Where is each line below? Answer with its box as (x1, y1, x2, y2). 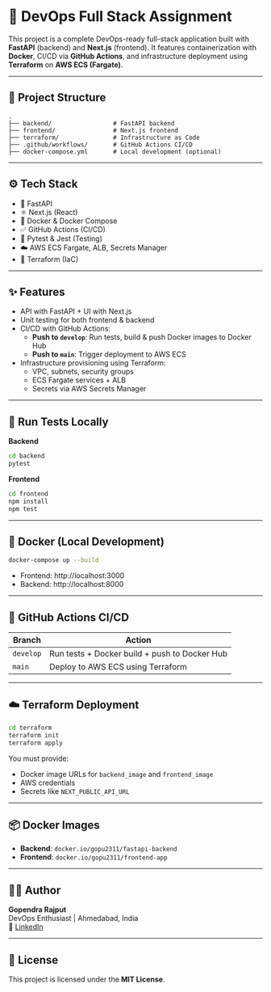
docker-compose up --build (8, 556, 99, 564)
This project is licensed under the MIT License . (8, 974, 165, 984)
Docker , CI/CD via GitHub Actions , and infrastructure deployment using (8, 51, 248, 61)
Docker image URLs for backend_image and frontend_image (19, 769, 214, 779)
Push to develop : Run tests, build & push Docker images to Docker (31, 332, 252, 342)
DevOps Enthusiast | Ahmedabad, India (8, 914, 139, 923)
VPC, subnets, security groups (31, 367, 135, 377)
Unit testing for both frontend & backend (19, 315, 155, 325)
